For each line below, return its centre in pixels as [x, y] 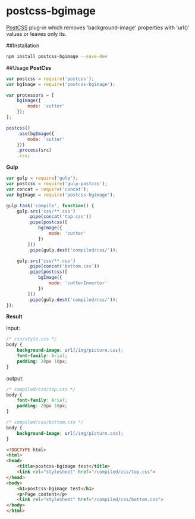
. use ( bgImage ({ [36, 133]
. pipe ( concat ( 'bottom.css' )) [64, 266]
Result [14, 317]
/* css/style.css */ [32, 339]
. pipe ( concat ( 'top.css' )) [60, 217]
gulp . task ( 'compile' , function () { [50, 205]
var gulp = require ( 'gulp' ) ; [42, 178]
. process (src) [34, 151]
